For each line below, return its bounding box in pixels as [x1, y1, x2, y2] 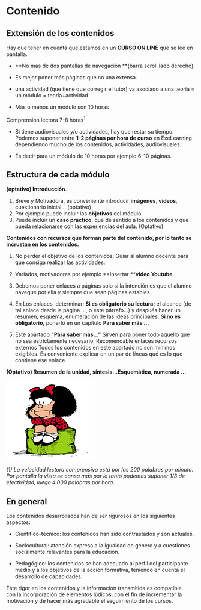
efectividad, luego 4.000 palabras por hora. [6, 479, 115, 486]
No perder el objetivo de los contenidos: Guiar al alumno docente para [14, 253, 189, 260]
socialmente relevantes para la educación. [14, 549, 120, 556]
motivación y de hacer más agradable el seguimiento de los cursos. [6, 597, 173, 605]
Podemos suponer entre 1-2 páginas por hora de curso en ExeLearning [14, 134, 192, 141]
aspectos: [6, 519, 31, 526]
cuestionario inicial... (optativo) [14, 203, 92, 211]
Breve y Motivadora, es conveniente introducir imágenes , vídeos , [14, 197, 178, 205]
